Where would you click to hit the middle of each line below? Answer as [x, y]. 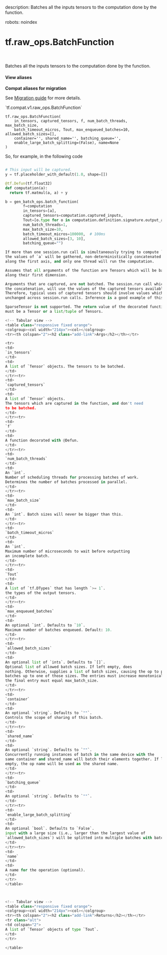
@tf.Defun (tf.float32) [29, 183]
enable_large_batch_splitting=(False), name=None [67, 143]
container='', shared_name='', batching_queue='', [68, 139]
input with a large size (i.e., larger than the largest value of [75, 833]
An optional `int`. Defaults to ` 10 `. [45, 625]
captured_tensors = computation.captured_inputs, [73, 216]
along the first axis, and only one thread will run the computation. [80, 261]
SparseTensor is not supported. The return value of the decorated [77, 307]
